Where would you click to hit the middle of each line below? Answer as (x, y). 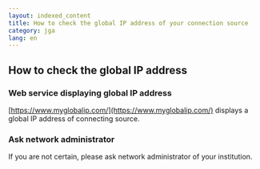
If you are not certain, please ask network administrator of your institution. (130, 157)
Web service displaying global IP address (90, 92)
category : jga (32, 30)
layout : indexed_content (50, 16)
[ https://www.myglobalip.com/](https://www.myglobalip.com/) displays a (128, 110)
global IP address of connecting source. (74, 118)
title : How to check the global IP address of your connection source (128, 23)
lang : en (23, 38)
